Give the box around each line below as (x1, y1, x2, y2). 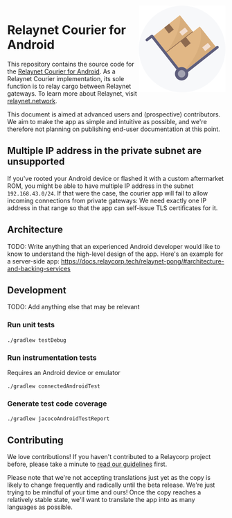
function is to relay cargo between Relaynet (7, 82, 132, 90)
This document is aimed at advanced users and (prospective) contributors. (7, 110, 221, 119)
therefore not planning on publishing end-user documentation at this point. (7, 125, 220, 133)
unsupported (7, 156, 65, 168)
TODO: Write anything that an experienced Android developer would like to (7, 242, 220, 250)
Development (7, 284, 67, 296)
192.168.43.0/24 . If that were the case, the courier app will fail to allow (7, 189, 208, 197)
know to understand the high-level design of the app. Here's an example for (7, 250, 224, 258)
